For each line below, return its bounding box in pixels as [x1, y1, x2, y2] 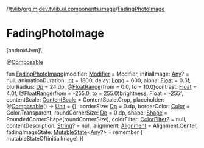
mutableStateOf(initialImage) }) [6, 135, 84, 142]
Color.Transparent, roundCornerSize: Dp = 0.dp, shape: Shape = [6, 109, 168, 116]
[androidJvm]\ [6, 46, 43, 54]
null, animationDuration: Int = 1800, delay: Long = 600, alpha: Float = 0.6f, [6, 76, 191, 84]
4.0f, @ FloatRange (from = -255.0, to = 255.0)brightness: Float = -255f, [6, 90, 184, 97]
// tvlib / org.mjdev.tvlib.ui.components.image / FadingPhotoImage [6, 5, 165, 12]
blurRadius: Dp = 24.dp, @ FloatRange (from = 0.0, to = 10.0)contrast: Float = [6, 83, 197, 90]
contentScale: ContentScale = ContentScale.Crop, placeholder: [6, 96, 165, 103]
